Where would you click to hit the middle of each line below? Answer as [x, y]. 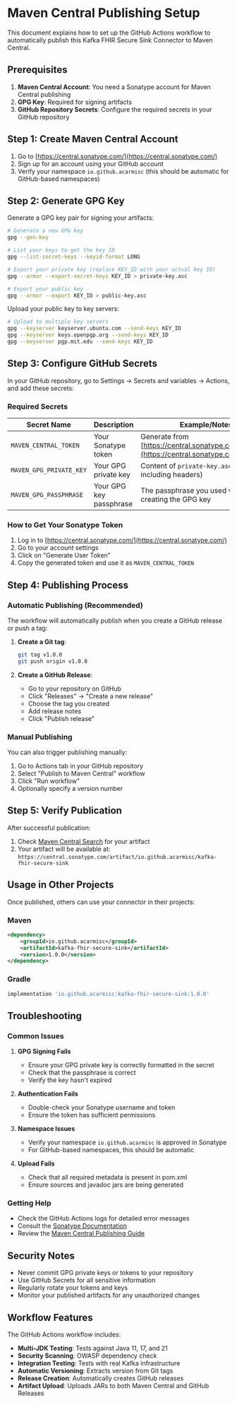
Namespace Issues [46, 1129]
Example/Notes [206, 424]
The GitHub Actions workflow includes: [64, 1334]
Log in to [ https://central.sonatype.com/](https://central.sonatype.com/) [122, 540]
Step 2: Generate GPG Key [66, 200]
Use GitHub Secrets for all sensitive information [86, 1280]
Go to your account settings [58, 548]
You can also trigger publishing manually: [67, 752]
